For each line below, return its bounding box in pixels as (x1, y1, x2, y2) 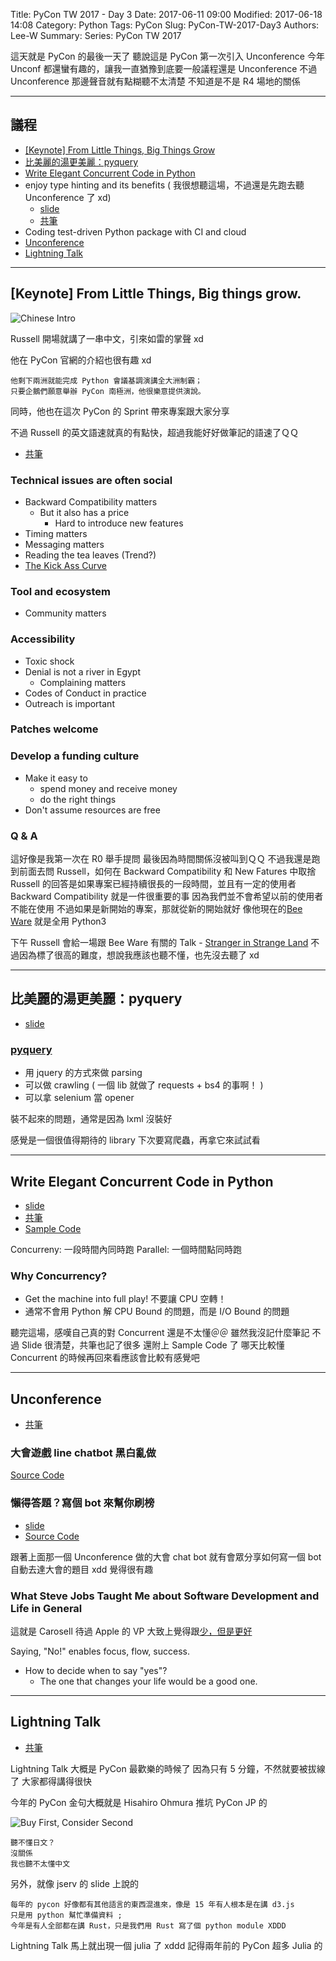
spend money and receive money (39, 782, 178, 794)
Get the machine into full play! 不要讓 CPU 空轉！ (24, 1293, 227, 1305)
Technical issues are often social (10, 473, 173, 487)
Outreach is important (24, 697, 115, 709)
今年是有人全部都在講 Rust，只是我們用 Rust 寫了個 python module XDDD (10, 1920, 287, 1931)
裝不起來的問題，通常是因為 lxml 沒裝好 (10, 1113, 173, 1125)
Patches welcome (10, 722, 99, 736)
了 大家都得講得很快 (10, 1775, 92, 1787)
